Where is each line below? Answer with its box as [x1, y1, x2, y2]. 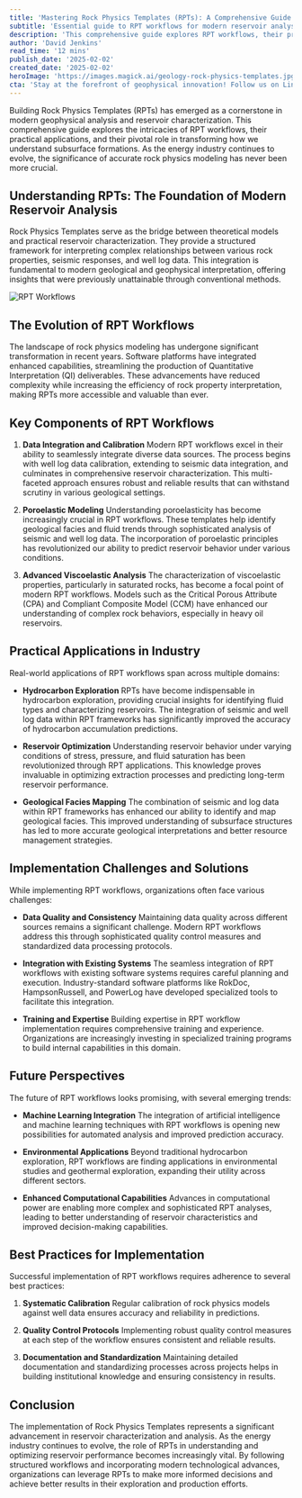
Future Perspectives [9, 1069, 126, 1084]
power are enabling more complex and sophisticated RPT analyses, [22, 1202, 272, 1213]
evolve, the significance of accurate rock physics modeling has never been [9, 152, 288, 163]
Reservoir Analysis [9, 203, 119, 218]
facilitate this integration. [22, 996, 115, 1006]
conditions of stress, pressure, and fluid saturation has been [22, 750, 245, 761]
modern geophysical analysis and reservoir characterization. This [9, 114, 252, 125]
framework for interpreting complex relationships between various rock [9, 245, 273, 257]
